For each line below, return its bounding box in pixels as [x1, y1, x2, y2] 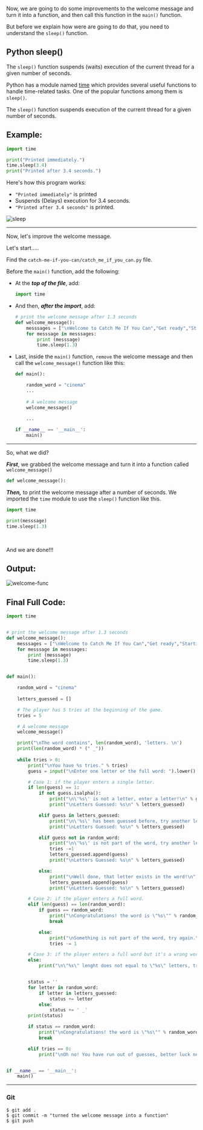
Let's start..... [6, 245, 39, 252]
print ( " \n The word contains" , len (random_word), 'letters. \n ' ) [17, 740, 182, 746]
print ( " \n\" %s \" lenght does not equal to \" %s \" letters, [38, 963, 190, 969]
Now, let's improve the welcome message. [6, 232, 112, 240]
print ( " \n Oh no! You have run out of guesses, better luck [38, 1051, 190, 1057]
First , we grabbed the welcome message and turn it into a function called [6, 461, 189, 468]
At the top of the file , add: [14, 280, 80, 287]
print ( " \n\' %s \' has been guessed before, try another [49, 818, 190, 824]
